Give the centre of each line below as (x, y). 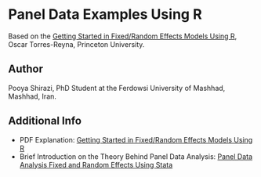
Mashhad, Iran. (33, 96)
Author (25, 69)
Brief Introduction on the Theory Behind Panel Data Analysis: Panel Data (136, 156)
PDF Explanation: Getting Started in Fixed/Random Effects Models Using (136, 139)
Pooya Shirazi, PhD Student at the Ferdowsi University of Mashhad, (117, 88)
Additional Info (45, 121)
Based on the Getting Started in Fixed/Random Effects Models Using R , (123, 36)
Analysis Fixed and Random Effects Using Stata (96, 164)
